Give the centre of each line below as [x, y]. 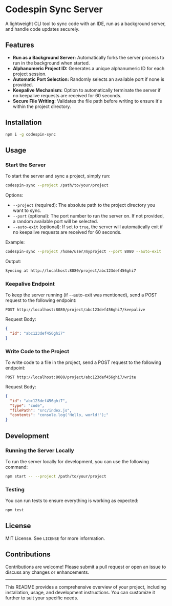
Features [20, 45]
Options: [14, 195]
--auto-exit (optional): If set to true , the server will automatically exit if [88, 227]
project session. [30, 74]
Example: [15, 242]
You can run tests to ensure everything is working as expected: [72, 501]
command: [17, 467]
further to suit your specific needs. [42, 598]
